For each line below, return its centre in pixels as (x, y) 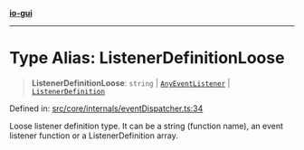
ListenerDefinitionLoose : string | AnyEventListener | (131, 83)
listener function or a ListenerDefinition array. (94, 136)
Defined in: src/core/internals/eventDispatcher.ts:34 (106, 108)
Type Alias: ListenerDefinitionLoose (147, 58)
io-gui (21, 13)
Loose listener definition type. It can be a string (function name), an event (146, 126)
